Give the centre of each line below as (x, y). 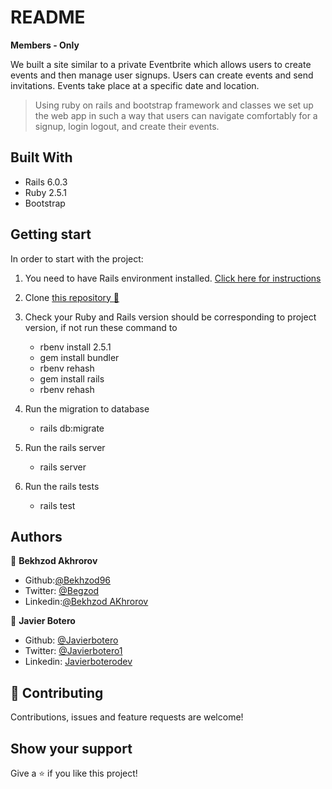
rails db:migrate (72, 428)
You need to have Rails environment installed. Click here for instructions (173, 278)
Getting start (51, 234)
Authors (36, 536)
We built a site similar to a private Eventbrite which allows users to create (161, 64)
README (48, 17)
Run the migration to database (87, 408)
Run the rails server (65, 447)
